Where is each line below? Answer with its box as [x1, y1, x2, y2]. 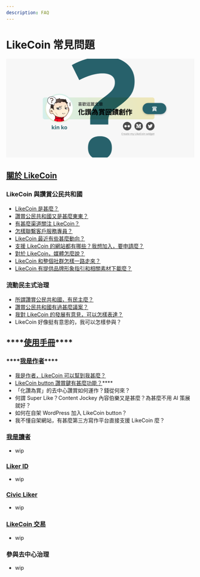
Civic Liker [6, 491, 38, 499]
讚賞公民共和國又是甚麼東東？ [14, 212, 88, 220]
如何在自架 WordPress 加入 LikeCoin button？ [14, 409, 127, 416]
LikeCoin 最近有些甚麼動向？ [14, 235, 85, 242]
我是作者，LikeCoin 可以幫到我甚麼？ [14, 372, 106, 379]
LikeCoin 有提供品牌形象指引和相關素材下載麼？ [14, 265, 133, 272]
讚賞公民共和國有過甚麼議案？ [14, 303, 88, 311]
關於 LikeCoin [6, 171, 57, 181]
